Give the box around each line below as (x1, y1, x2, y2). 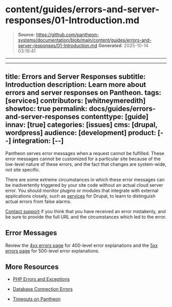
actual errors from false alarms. (5, 198, 72, 204)
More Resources (5, 262, 59, 271)
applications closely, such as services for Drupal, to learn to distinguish (5, 193, 156, 199)
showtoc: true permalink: (5, 104, 88, 113)
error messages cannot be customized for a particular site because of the (5, 156, 161, 162)
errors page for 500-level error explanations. (5, 247, 100, 254)
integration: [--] (12, 137, 64, 145)
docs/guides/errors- (89, 104, 156, 113)
